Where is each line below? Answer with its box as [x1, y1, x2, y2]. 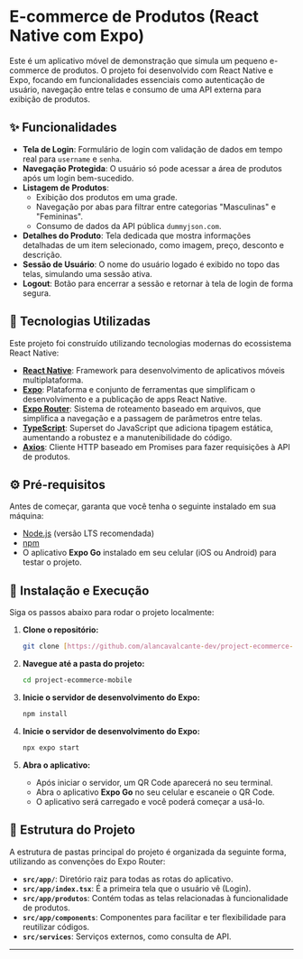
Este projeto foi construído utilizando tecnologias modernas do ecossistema [9, 337, 291, 348]
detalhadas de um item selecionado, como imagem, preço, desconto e [22, 239, 284, 250]
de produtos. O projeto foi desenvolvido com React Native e [50, 65, 273, 76]
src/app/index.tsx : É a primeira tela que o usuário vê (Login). [22, 882, 252, 894]
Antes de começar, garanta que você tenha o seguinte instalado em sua [9, 501, 277, 512]
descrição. [22, 249, 63, 260]
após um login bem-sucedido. [22, 172, 134, 183]
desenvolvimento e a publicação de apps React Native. [22, 393, 227, 404]
